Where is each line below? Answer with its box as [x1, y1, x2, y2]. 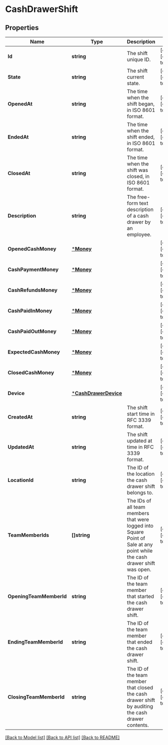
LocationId [7, 476, 34, 483]
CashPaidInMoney [7, 307, 52, 314]
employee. [126, 231, 151, 238]
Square [126, 528, 144, 535]
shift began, [126, 100, 155, 107]
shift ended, [126, 133, 155, 140]
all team [126, 503, 146, 510]
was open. [126, 566, 151, 573]
